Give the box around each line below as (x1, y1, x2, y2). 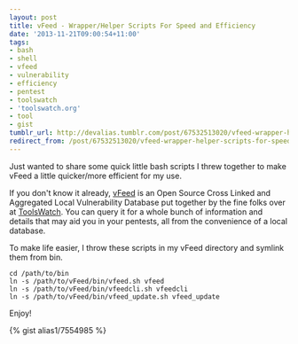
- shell (9, 54, 38, 63)
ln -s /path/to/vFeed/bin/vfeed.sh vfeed (9, 277, 165, 285)
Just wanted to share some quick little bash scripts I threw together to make (9, 160, 286, 171)
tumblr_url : (9, 129, 53, 137)
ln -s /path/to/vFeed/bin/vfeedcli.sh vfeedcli (9, 285, 189, 293)
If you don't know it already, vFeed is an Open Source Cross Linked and (9, 187, 271, 198)
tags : (9, 37, 29, 47)
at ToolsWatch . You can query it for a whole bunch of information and (9, 206, 263, 217)
